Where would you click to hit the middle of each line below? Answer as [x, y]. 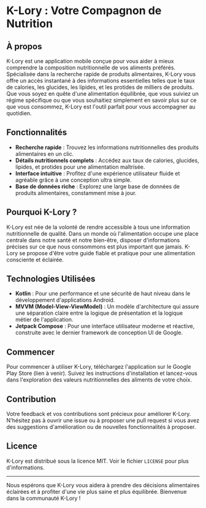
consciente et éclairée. [35, 260]
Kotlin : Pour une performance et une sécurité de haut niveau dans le [103, 294]
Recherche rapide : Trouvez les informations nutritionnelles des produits [107, 147]
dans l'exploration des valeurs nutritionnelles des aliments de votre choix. [99, 380]
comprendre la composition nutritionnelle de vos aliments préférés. [91, 67]
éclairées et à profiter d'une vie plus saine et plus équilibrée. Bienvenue [97, 491]
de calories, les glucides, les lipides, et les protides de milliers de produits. [100, 87]
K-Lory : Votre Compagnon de [84, 11]
